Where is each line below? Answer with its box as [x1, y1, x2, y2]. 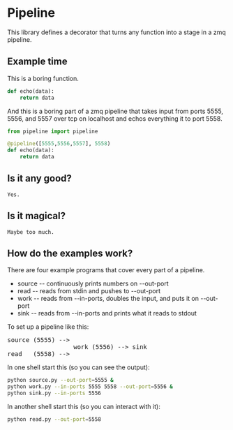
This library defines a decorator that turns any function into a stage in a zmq [7, 28, 226, 36]
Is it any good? [7, 172, 72, 184]
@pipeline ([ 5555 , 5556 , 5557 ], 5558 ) [7, 140, 111, 147]
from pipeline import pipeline [7, 128, 98, 135]
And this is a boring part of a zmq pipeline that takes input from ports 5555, [7, 107, 223, 115]
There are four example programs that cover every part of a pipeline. [7, 266, 205, 274]
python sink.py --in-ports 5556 [7, 390, 101, 397]
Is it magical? [7, 210, 66, 222]
